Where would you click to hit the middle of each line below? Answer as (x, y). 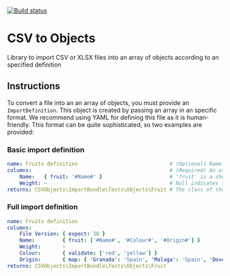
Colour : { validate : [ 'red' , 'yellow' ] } (88, 253)
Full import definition (42, 207)
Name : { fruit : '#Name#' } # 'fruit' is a (116, 176)
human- (198, 117)
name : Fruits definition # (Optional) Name (115, 164)
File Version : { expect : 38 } (63, 234)
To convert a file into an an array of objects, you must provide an (98, 102)
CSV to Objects (51, 38)
